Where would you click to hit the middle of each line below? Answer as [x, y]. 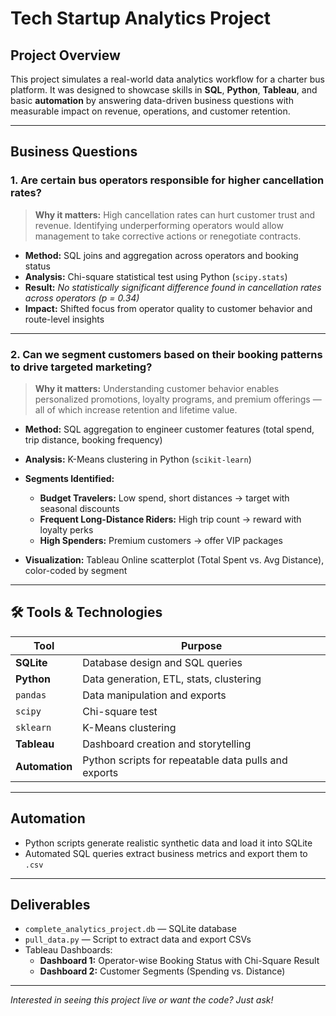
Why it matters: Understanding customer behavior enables [157, 388]
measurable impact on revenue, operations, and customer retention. [150, 111]
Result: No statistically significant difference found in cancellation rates [173, 287]
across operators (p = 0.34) [82, 298]
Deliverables [50, 905]
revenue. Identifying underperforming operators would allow [159, 225]
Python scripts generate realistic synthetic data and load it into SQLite [168, 843]
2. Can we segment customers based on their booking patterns [166, 354]
